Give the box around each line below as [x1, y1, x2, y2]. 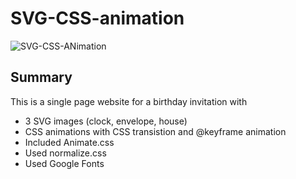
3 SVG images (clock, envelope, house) [24, 115, 188, 127]
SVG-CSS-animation [10, 7, 185, 30]
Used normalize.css [24, 147, 107, 159]
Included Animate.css [24, 136, 115, 148]
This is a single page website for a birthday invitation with [10, 95, 248, 107]
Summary [10, 69, 73, 86]
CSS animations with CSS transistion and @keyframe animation [24, 125, 287, 137]
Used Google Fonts [24, 157, 105, 169]
